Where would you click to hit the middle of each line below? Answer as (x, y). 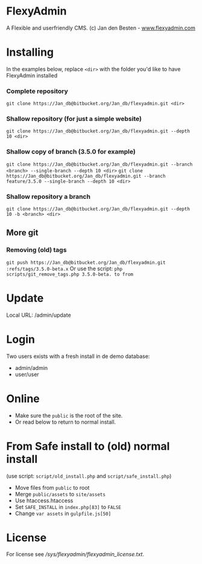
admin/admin (31, 368)
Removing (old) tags (36, 250)
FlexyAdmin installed (32, 75)
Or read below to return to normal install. (65, 422)
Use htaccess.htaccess (44, 501)
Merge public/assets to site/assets (60, 494)
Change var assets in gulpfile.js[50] (63, 513)
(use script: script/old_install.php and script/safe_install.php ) (89, 476)
